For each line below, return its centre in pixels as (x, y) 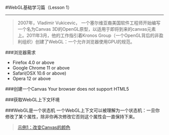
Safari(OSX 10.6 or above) (39, 73)
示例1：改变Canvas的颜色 (44, 127)
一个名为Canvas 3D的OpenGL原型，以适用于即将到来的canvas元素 (87, 29)
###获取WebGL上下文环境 (32, 99)
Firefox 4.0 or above (33, 62)
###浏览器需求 (21, 52)
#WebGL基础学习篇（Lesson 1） (39, 7)
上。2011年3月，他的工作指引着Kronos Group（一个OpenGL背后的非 (88, 35)
